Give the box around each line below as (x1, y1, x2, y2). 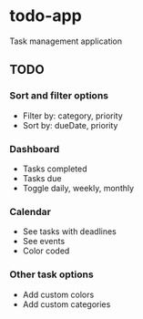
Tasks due (22, 172, 62, 183)
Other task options (9, 268, 94, 281)
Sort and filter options (9, 89, 109, 102)
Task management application (9, 36, 123, 46)
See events (22, 236, 66, 247)
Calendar (9, 205, 52, 218)
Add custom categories (22, 298, 111, 310)
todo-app (9, 5, 82, 26)
